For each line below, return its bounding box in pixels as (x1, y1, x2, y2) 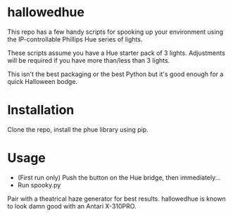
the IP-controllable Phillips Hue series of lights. (7, 35, 143, 43)
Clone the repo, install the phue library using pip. (7, 125, 149, 134)
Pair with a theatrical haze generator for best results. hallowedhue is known (7, 194, 227, 203)
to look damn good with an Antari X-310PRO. (7, 201, 137, 210)
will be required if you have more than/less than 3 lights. (7, 56, 170, 64)
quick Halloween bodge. (7, 77, 78, 85)
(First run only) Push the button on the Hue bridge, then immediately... (17, 173, 221, 182)
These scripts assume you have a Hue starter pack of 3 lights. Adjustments (7, 49, 225, 57)
